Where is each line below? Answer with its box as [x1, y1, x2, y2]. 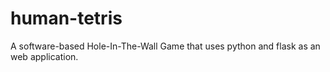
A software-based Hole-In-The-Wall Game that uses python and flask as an [10, 40, 321, 52]
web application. [10, 50, 79, 62]
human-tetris [10, 7, 123, 30]
